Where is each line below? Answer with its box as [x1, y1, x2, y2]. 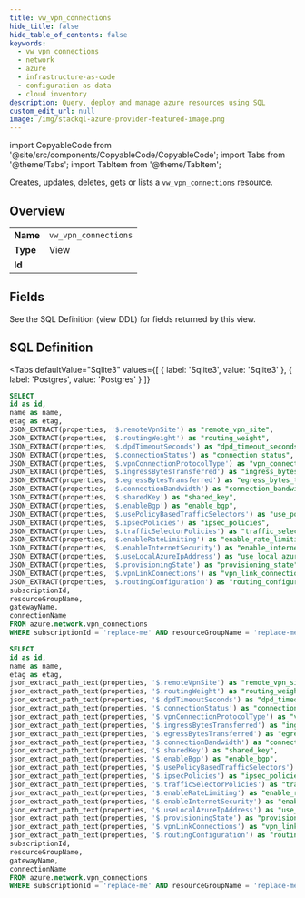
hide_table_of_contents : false [9, 30, 128, 39]
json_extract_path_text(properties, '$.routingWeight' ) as [9, 687, 238, 696]
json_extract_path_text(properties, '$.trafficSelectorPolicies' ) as [9, 780, 279, 789]
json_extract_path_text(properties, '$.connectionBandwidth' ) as [9, 738, 261, 747]
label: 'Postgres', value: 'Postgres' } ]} [9, 374, 151, 385]
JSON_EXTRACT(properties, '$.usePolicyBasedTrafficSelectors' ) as [9, 510, 266, 519]
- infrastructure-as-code [17, 73, 116, 82]
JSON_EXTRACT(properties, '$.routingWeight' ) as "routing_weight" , [9, 433, 271, 442]
